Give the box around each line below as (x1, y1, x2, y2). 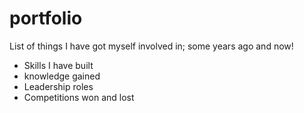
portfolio (9, 7, 83, 30)
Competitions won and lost (23, 91, 135, 103)
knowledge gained (23, 70, 101, 82)
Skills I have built (23, 59, 94, 71)
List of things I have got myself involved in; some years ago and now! (9, 40, 294, 52)
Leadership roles (23, 80, 94, 92)
